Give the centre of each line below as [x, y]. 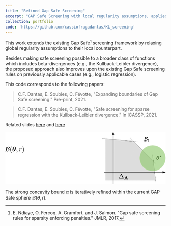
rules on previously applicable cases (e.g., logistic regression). [71, 74]
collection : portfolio [29, 21]
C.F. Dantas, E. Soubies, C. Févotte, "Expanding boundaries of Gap [88, 94]
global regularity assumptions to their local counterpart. [64, 48]
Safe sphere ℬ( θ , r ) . [26, 198]
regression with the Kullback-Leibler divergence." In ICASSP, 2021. [88, 115]
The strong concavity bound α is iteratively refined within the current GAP [83, 192]
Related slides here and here [35, 124]
